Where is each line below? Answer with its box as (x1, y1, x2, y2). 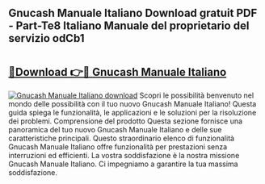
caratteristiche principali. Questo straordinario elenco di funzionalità (8, 133, 235, 143)
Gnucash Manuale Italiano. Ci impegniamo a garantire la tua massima (8, 159, 238, 169)
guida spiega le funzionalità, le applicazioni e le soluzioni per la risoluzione (8, 108, 257, 117)
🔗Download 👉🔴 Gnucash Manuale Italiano (8, 65, 227, 79)
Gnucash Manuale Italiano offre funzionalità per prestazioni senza (8, 142, 228, 152)
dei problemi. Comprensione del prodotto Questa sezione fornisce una (8, 116, 243, 126)
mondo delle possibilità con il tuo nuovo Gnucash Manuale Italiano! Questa (8, 99, 257, 108)
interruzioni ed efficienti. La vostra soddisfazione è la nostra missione (8, 151, 240, 160)
